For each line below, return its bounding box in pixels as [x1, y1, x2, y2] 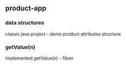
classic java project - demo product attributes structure [5, 30, 121, 37]
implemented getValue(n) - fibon [5, 55, 74, 61]
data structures [5, 19, 45, 26]
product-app [5, 4, 47, 13]
